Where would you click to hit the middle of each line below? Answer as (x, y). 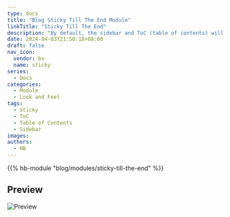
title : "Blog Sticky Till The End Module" (69, 20)
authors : (20, 142)
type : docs (23, 13)
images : (18, 135)
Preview (25, 190)
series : (18, 71)
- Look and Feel (37, 97)
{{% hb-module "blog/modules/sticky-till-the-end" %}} (86, 168)
